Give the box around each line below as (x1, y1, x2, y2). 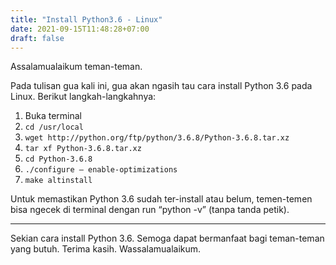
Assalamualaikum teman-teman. (10, 61, 143, 73)
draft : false (10, 33, 65, 43)
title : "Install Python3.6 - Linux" (10, 14, 163, 25)
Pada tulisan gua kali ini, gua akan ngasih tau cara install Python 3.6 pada (10, 80, 313, 92)
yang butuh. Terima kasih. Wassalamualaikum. (10, 243, 202, 255)
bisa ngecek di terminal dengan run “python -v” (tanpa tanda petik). (10, 204, 290, 216)
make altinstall (24, 176, 93, 186)
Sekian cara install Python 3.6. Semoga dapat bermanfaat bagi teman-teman (10, 232, 325, 245)
